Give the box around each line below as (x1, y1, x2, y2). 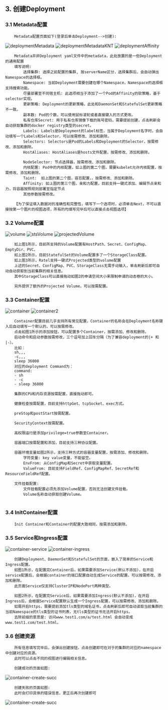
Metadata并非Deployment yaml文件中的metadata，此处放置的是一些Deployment (14, 53, 162, 58)
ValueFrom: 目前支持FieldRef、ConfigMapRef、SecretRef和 (23, 466, 139, 471)
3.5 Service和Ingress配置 (5, 534, 68, 541)
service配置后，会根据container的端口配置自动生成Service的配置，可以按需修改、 (5, 572, 158, 578)
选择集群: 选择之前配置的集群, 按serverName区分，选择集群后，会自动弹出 (23, 70, 159, 75)
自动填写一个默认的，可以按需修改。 (12, 324, 76, 329)
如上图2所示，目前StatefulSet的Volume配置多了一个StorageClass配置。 (14, 252, 149, 257)
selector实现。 (5, 96, 35, 101)
